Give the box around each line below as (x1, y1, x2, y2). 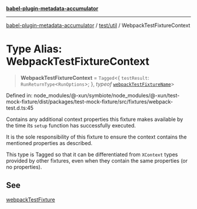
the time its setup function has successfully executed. (6, 122, 136, 129)
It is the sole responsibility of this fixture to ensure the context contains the (6, 133, 187, 140)
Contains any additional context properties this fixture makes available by (6, 116, 184, 123)
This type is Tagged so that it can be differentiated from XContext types (6, 151, 178, 158)
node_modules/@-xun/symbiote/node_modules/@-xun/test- (33, 92, 180, 99)
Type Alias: (6, 42, 63, 56)
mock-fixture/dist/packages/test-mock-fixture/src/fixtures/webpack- (6, 98, 173, 105)
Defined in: (6, 92, 33, 99)
